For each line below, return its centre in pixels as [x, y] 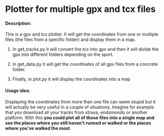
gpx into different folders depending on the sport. [63, 55]
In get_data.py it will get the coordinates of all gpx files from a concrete [85, 64]
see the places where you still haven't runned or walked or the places [78, 123]
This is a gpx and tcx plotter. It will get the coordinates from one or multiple [82, 34]
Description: [18, 23]
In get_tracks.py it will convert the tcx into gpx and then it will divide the [85, 49]
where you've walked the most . [38, 128]
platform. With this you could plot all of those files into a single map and [80, 118]
